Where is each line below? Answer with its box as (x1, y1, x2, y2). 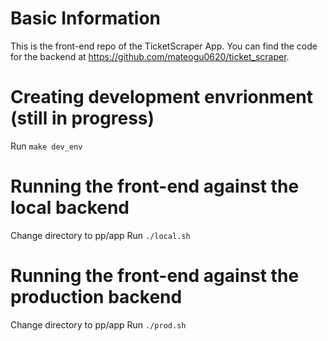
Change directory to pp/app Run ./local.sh (10, 229, 191, 241)
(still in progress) (10, 107, 155, 130)
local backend (10, 197, 130, 219)
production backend (10, 286, 183, 308)
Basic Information (10, 7, 162, 30)
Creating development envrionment (10, 86, 314, 109)
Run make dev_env (10, 140, 83, 152)
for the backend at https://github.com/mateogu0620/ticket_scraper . (10, 50, 290, 62)
